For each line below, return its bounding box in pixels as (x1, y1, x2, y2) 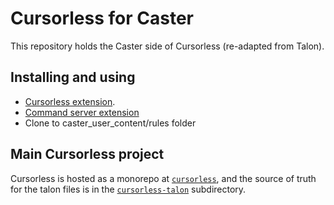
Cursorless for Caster (10, 7, 194, 30)
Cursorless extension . (24, 95, 116, 107)
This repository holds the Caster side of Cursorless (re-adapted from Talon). (10, 40, 325, 52)
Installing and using (10, 69, 136, 86)
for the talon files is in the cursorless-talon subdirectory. (10, 183, 247, 195)
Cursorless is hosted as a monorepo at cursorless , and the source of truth (10, 172, 317, 184)
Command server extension (24, 106, 140, 118)
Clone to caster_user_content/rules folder (24, 117, 197, 129)
